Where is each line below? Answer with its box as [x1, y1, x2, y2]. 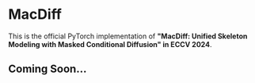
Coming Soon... [8, 63, 87, 76]
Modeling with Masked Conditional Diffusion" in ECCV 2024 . [8, 39, 212, 49]
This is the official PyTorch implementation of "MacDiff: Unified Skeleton [8, 31, 248, 41]
